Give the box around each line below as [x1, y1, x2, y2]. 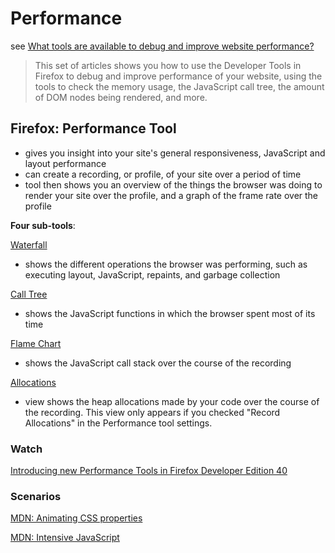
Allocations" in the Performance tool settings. [24, 417, 213, 429]
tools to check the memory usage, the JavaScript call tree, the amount [34, 80, 325, 92]
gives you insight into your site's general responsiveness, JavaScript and [24, 147, 326, 159]
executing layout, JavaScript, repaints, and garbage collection [24, 268, 281, 281]
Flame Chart [10, 337, 62, 349]
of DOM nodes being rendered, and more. [34, 91, 208, 103]
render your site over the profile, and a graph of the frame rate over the [24, 189, 319, 201]
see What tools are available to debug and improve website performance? [10, 40, 315, 52]
